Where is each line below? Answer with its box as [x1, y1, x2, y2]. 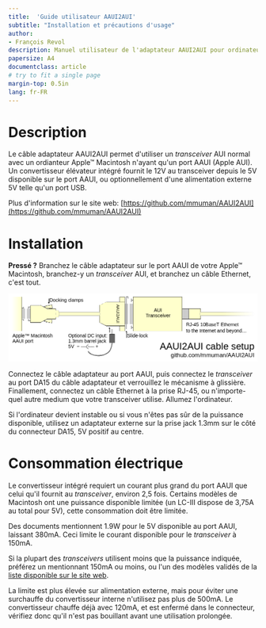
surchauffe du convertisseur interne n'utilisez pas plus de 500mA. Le [8, 594, 234, 603]
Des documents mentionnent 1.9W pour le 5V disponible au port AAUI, [8, 521, 237, 530]
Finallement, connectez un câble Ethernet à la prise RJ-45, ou [8, 385, 210, 396]
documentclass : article [8, 63, 87, 71]
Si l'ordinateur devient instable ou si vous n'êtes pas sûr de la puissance [8, 409, 244, 419]
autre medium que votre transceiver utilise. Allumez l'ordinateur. [24, 394, 233, 404]
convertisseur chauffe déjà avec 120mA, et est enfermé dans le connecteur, [8, 603, 256, 612]
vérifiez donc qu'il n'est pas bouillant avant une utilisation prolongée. [8, 611, 233, 620]
